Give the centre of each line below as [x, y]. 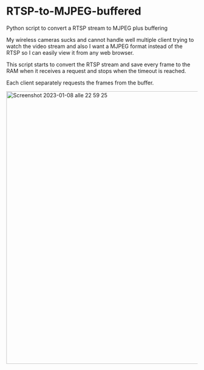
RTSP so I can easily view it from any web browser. [70, 52]
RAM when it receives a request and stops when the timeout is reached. [96, 70]
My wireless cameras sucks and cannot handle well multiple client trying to [100, 39]
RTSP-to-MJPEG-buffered [74, 11]
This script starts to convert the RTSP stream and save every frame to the [98, 64]
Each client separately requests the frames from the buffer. [80, 83]
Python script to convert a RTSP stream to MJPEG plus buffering [87, 28]
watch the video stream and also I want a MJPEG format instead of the [95, 46]
